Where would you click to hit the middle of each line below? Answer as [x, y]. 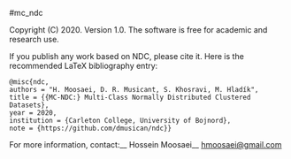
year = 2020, [33, 113]
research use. [34, 39]
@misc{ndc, [29, 82]
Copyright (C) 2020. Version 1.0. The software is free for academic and [138, 30]
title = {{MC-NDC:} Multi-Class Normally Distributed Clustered [130, 97]
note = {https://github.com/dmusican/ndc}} [91, 128]
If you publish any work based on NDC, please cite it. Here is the [127, 56]
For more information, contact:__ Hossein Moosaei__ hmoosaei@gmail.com [145, 144]
